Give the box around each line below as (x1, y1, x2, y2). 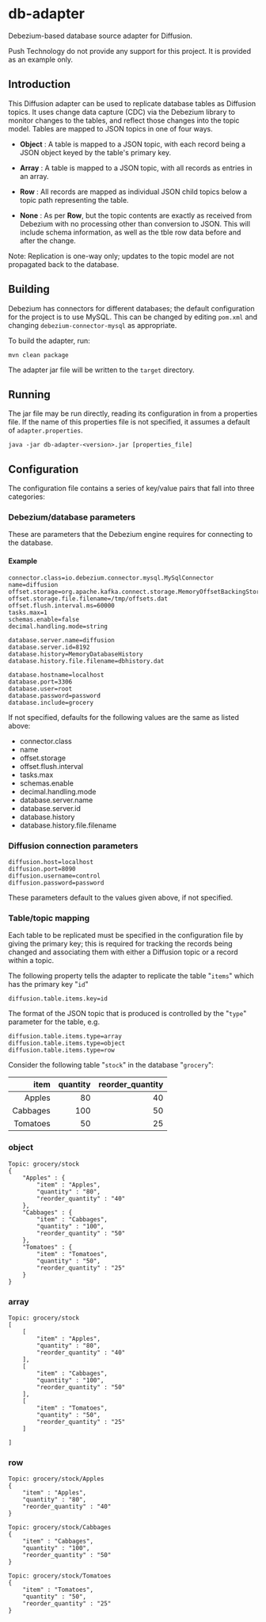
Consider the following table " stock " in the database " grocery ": (8, 1060, 214, 1070)
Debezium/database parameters (8, 512, 136, 523)
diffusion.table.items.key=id (8, 995, 108, 1003)
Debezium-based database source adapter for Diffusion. (8, 31, 192, 40)
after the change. (19, 235, 77, 246)
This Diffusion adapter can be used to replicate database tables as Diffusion (8, 98, 256, 108)
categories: (8, 492, 45, 501)
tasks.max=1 (8, 608, 47, 616)
